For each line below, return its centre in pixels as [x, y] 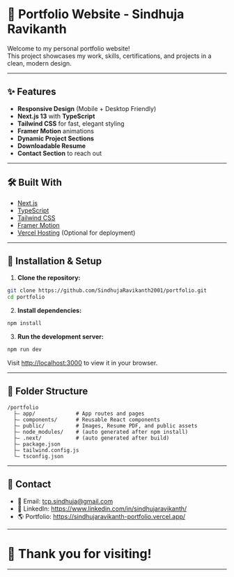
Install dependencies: [49, 311]
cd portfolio [26, 297]
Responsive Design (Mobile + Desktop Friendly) [87, 108]
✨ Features [32, 92]
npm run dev [24, 349]
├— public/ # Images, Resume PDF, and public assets [106, 425]
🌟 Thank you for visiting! [79, 554]
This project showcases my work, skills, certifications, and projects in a [109, 56]
